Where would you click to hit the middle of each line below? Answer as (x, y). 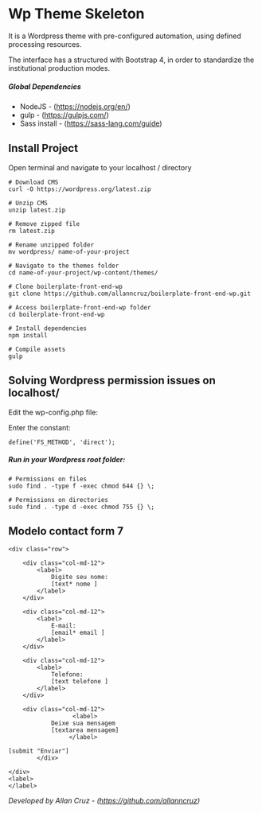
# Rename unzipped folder (51, 245)
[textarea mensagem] (85, 730)
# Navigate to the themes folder (64, 266)
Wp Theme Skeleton (76, 14)
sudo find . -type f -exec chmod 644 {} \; (82, 486)
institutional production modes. (59, 68)
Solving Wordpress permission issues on (112, 381)
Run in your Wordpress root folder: (67, 460)
